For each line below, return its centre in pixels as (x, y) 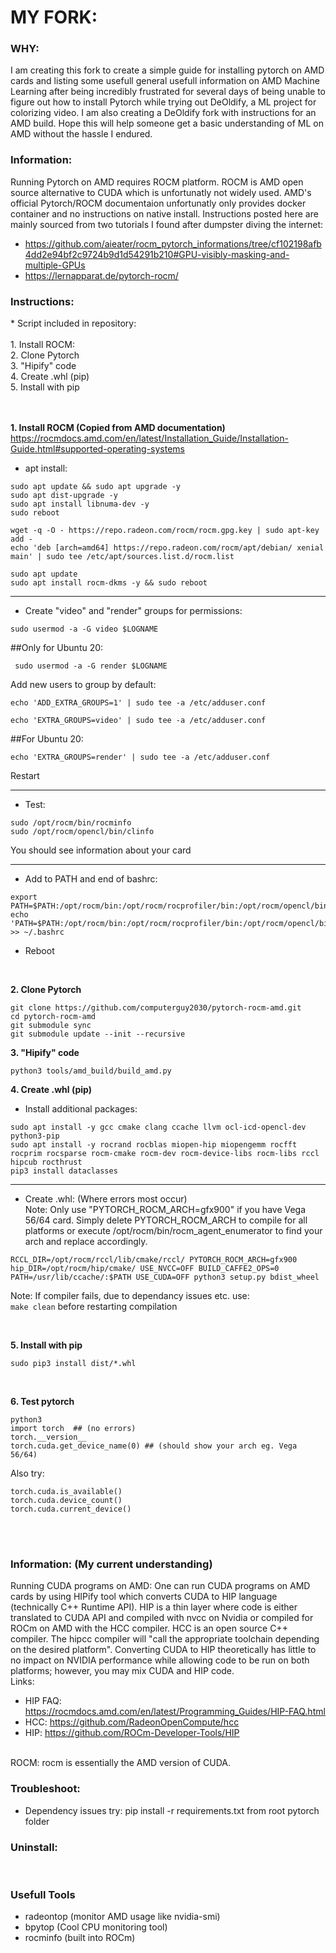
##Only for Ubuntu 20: (57, 648)
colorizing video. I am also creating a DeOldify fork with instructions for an (163, 113)
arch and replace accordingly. (86, 1242)
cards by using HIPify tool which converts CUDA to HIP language (144, 1597)
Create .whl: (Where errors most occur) (106, 1199)
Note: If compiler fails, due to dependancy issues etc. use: (130, 1296)
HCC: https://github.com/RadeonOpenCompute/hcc (132, 1722)
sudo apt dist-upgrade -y (64, 496)
